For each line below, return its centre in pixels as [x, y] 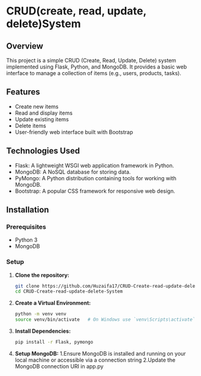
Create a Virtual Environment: [53, 303]
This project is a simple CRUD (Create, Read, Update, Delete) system [91, 60]
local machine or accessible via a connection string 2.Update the [95, 360]
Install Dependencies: [43, 331]
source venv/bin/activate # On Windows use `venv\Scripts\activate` [105, 320]
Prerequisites [26, 226]
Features [23, 92]
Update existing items [42, 119]
